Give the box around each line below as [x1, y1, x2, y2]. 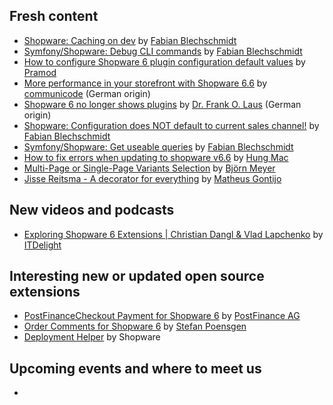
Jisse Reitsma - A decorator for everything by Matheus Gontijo [23, 172, 282, 184]
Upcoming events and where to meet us [9, 360, 262, 377]
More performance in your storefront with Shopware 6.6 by [23, 77, 268, 89]
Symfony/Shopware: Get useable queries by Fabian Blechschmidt [23, 140, 294, 153]
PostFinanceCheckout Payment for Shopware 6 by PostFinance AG [23, 310, 301, 322]
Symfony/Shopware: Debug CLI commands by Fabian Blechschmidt [23, 45, 303, 57]
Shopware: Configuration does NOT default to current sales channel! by [23, 119, 320, 131]
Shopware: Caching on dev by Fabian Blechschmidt [23, 34, 237, 46]
